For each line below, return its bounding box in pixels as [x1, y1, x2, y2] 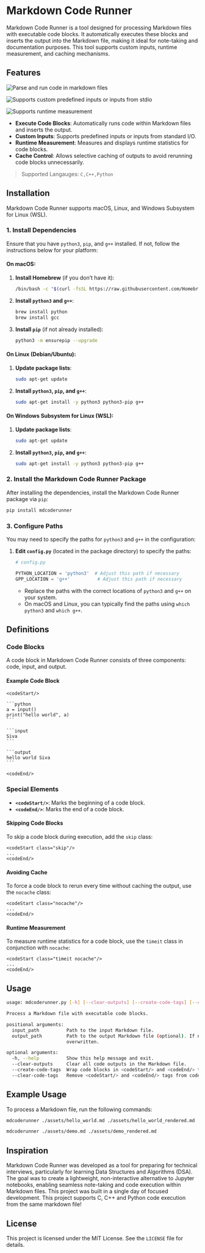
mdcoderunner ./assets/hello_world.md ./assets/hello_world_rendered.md [6, 1117, 195, 1123]
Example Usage [6, 1090, 67, 1100]
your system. [24, 593, 57, 601]
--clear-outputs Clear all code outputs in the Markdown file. [12, 1061, 187, 1068]
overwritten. [66, 1038, 99, 1045]
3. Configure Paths [6, 521, 63, 530]
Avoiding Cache [6, 868, 48, 876]
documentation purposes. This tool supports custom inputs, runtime [6, 43, 178, 51]
